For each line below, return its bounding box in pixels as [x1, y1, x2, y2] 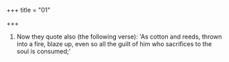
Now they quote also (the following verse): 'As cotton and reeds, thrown [16, 32, 223, 41]
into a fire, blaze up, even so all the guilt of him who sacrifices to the [16, 40, 212, 48]
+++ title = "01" [6, 6, 51, 14]
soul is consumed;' [16, 48, 71, 55]
